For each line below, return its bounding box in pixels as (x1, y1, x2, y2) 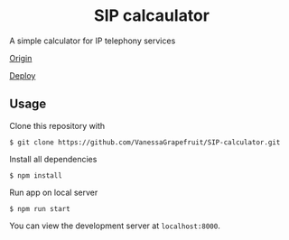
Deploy (9, 69, 36, 81)
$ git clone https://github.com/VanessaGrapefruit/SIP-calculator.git (9, 137, 281, 147)
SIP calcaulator (93, 5, 210, 26)
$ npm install (9, 171, 63, 180)
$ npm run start (9, 204, 70, 213)
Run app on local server (9, 187, 98, 198)
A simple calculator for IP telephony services (9, 35, 176, 46)
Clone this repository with (9, 120, 106, 131)
